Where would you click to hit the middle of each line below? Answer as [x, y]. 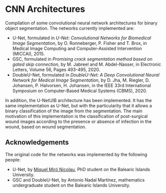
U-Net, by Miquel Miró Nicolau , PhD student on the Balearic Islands [81, 169]
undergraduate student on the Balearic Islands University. [71, 185]
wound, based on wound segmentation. [46, 127]
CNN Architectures [45, 9]
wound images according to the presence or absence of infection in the [78, 121]
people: [13, 160]
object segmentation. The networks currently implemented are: [70, 28]
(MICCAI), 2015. [29, 54]
